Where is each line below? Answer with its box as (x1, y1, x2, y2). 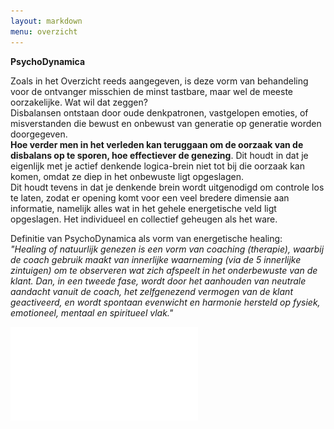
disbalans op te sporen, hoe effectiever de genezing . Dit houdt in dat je (10, 149, 309, 161)
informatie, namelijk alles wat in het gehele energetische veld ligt (10, 202, 277, 214)
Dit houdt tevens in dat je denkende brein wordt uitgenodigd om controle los (10, 181, 325, 193)
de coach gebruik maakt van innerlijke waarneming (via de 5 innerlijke (10, 253, 302, 265)
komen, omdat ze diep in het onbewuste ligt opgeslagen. (10, 170, 244, 182)
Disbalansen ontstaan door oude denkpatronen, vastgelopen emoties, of (10, 106, 309, 119)
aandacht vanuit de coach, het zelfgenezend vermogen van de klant (10, 285, 293, 297)
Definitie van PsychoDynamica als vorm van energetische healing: (10, 232, 283, 244)
